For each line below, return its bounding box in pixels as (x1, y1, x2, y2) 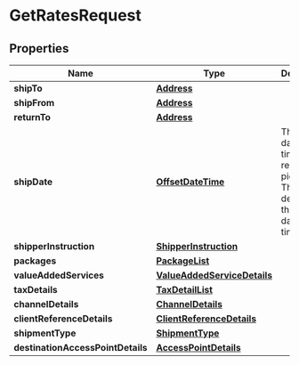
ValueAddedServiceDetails (156, 269, 273, 281)
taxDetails (13, 284, 58, 296)
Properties (9, 41, 69, 56)
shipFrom (13, 97, 55, 109)
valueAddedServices (13, 269, 104, 281)
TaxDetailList (156, 284, 214, 296)
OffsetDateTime (156, 175, 225, 188)
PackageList (156, 255, 210, 267)
